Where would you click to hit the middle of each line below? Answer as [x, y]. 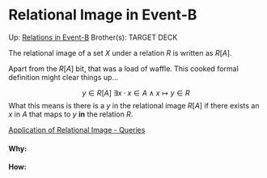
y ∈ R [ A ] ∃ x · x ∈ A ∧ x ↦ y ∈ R [136, 93]
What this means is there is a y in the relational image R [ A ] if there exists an [134, 105]
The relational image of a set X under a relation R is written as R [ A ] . [120, 53]
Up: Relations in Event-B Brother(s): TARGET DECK [93, 37]
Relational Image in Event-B [103, 15]
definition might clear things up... [64, 77]
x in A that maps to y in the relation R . [71, 114]
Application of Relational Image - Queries [77, 129]
